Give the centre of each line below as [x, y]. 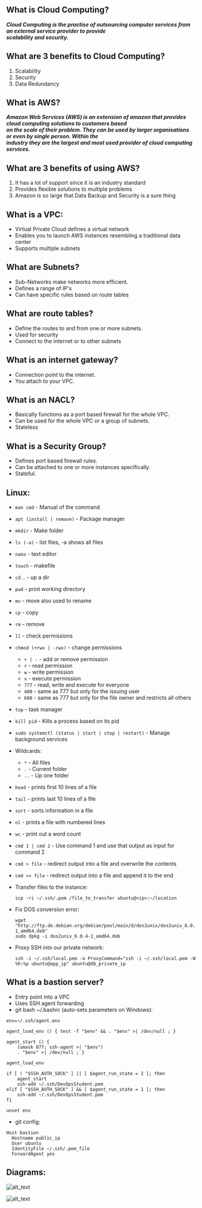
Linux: [18, 492]
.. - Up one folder [46, 775]
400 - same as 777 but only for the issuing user [82, 691]
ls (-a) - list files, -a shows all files [59, 542]
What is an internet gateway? [62, 360]
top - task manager [39, 709]
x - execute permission [52, 678]
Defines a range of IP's [43, 288]
